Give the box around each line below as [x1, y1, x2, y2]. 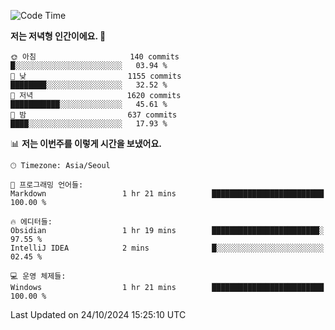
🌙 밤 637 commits [10, 110, 178, 120]
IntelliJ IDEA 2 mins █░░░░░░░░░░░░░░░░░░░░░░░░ [10, 243, 325, 253]
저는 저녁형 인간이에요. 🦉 [10, 30, 107, 42]
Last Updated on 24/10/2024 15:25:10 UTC [10, 309, 187, 320]
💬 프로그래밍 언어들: [10, 180, 84, 190]
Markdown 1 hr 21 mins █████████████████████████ [10, 189, 325, 199]
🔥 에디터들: [10, 217, 53, 227]
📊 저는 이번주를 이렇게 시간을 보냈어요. [10, 138, 163, 149]
